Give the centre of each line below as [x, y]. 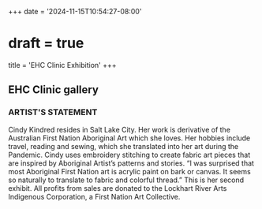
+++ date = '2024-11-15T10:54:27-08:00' [75, 11]
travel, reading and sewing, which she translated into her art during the [124, 146]
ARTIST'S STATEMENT [53, 112]
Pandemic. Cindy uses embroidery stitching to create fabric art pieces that [129, 155]
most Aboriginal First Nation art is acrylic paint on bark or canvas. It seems [129, 171]
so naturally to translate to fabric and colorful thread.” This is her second [126, 180]
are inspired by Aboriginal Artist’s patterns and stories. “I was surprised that [131, 163]
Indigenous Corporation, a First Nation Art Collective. [94, 196]
